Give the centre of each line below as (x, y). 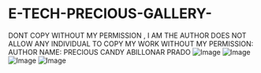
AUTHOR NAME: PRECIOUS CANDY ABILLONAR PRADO (100, 52)
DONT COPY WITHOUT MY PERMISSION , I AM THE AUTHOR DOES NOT (127, 35)
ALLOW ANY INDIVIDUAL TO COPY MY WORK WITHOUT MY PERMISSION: (131, 43)
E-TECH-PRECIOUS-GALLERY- (110, 14)
